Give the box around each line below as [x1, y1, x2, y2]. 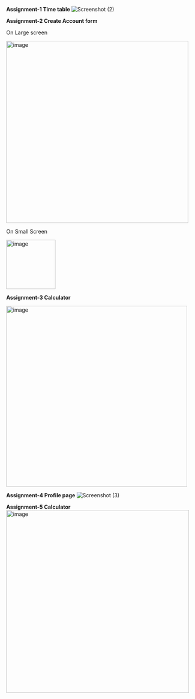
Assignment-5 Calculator [6, 503, 71, 510]
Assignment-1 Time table [6, 6, 70, 13]
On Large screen [6, 29, 48, 36]
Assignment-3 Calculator [6, 294, 71, 301]
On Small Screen [6, 228, 48, 235]
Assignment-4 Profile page [6, 492, 76, 498]
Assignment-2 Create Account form [6, 17, 98, 24]
